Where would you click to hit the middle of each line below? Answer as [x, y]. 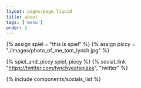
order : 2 [17, 28]
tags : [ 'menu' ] [25, 22]
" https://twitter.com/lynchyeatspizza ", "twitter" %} [67, 68]
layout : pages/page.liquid [39, 11]
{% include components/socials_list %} [53, 79]
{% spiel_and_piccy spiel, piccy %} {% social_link [66, 62]
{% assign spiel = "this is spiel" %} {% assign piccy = [71, 44]
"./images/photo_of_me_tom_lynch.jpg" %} [58, 51]
